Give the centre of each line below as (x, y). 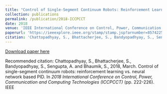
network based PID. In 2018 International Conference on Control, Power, (79, 77)
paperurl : (15, 33)
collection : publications (32, 14)
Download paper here (27, 51)
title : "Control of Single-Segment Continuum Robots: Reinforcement (78, 10)
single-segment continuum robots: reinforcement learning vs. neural (75, 71)
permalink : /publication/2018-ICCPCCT (45, 19)
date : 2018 (16, 23)
